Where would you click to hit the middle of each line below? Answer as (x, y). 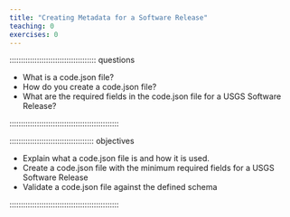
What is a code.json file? (68, 77)
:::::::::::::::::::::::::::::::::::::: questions (72, 60)
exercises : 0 (34, 34)
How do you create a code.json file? (89, 87)
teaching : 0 (32, 26)
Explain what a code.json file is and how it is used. (116, 158)
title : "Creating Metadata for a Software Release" (108, 18)
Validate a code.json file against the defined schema (120, 187)
